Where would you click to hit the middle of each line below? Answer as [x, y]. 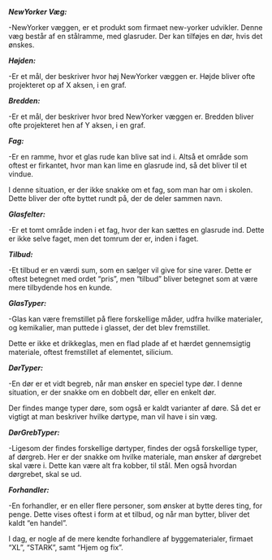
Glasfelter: [27, 214]
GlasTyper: [28, 303]
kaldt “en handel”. [38, 523]
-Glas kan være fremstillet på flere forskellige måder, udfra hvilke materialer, [136, 319]
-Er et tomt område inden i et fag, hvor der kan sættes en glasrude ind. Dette [137, 230]
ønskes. [22, 45]
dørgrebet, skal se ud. [45, 474]
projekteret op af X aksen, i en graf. [68, 85]
